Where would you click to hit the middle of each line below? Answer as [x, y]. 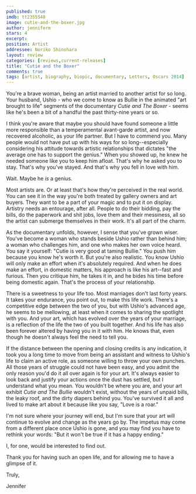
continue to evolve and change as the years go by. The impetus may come [96, 422]
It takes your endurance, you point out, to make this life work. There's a [92, 300]
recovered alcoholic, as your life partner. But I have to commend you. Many [97, 136]
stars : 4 [17, 33]
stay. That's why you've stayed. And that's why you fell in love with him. [93, 167]
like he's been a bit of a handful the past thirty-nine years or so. [83, 113]
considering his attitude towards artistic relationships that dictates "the [91, 149]
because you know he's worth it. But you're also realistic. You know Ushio [95, 257]
